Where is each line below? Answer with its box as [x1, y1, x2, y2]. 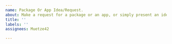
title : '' [5, 17, 27, 22]
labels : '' [5, 21, 29, 27]
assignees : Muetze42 [5, 27, 50, 32]
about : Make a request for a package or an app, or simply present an [5, 12, 159, 17]
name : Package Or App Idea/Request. [5, 7, 83, 13]
